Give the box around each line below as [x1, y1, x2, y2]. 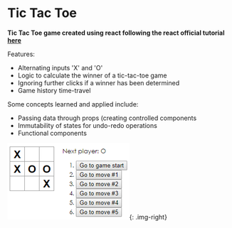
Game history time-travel [17, 86, 91, 94]
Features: [7, 50, 36, 58]
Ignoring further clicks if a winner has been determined [17, 78, 180, 87]
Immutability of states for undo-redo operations [17, 121, 158, 129]
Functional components [17, 129, 88, 137]
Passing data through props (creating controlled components [17, 114, 197, 122]
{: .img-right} [129, 212, 167, 221]
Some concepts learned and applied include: [7, 99, 139, 108]
